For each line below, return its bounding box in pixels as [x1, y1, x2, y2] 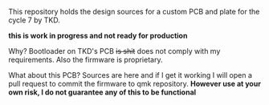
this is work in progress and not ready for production [8, 31, 188, 40]
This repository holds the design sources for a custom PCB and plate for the [8, 7, 260, 16]
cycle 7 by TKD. [8, 15, 60, 25]
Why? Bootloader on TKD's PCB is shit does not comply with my [8, 46, 221, 55]
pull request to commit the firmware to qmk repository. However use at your [8, 79, 261, 88]
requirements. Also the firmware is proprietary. [8, 55, 163, 64]
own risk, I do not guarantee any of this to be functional [8, 87, 197, 97]
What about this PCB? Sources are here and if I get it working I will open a [8, 71, 253, 79]
